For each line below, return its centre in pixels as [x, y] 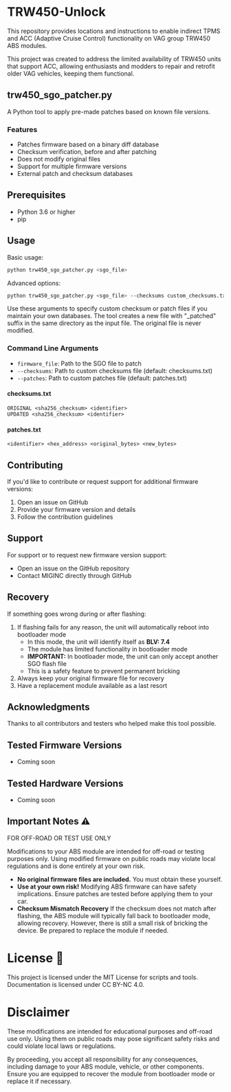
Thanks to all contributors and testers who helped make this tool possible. [112, 724]
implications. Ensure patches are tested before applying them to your [115, 893]
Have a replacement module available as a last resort [92, 685]
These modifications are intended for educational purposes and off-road [110, 1031]
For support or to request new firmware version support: [87, 555]
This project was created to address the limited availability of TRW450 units [114, 58]
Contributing [35, 465]
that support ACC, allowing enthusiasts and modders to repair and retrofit [111, 66]
